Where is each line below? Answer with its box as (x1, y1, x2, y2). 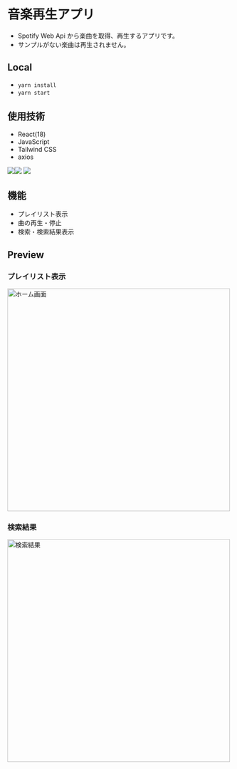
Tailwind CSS (17, 145, 57, 153)
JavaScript (17, 137, 50, 146)
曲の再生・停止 (17, 219, 62, 227)
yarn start (17, 89, 51, 96)
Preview (7, 249, 45, 261)
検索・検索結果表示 (17, 227, 75, 236)
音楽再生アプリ (7, 6, 95, 23)
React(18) (17, 130, 46, 138)
